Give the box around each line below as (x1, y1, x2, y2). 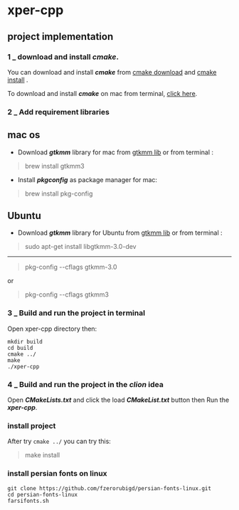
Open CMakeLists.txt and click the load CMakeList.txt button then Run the (7, 395, 230, 404)
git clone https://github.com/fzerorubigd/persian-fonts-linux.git (7, 484, 212, 492)
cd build (7, 344, 33, 351)
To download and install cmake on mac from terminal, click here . (7, 89, 198, 97)
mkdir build (7, 338, 43, 345)
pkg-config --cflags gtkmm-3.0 (24, 262, 117, 272)
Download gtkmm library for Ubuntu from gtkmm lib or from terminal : (17, 228, 223, 237)
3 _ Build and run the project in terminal (7, 308, 146, 318)
